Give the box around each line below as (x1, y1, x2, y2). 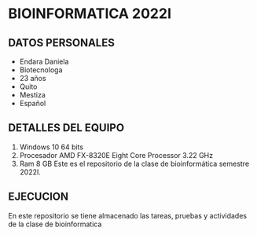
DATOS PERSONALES (8, 36, 116, 50)
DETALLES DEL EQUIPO (8, 121, 124, 134)
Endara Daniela (19, 57, 69, 66)
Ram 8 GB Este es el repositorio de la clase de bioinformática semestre (19, 159, 250, 168)
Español (19, 99, 46, 108)
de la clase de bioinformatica (8, 219, 102, 229)
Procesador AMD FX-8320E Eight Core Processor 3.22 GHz (19, 150, 214, 160)
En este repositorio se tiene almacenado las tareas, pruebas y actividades (8, 211, 248, 220)
